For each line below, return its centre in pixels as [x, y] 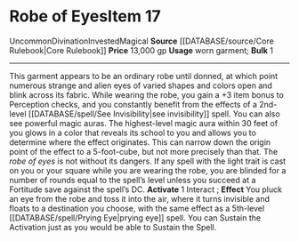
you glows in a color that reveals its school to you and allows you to [133, 133]
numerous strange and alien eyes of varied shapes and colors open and [141, 85]
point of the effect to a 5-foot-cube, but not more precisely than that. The [144, 151]
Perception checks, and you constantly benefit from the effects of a [133, 104]
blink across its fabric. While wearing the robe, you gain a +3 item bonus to [147, 94]
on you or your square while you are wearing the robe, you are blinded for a [148, 170]
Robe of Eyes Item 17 [85, 16]
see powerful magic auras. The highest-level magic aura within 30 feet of [144, 123]
